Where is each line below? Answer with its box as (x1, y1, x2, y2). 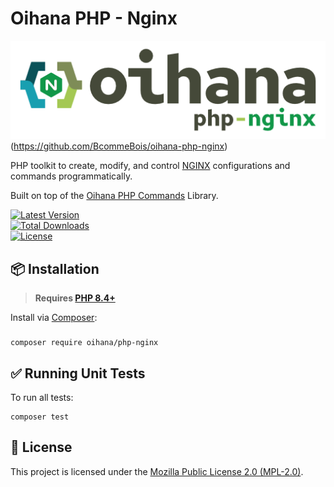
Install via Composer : (10, 312, 98, 324)
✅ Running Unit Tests (10, 365, 146, 382)
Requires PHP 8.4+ (34, 292, 116, 304)
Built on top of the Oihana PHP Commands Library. (10, 190, 219, 202)
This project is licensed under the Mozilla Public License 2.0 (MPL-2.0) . (10, 465, 304, 477)
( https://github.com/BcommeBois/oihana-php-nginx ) (10, 140, 228, 152)
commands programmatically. (10, 170, 133, 182)
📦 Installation (10, 260, 100, 277)
